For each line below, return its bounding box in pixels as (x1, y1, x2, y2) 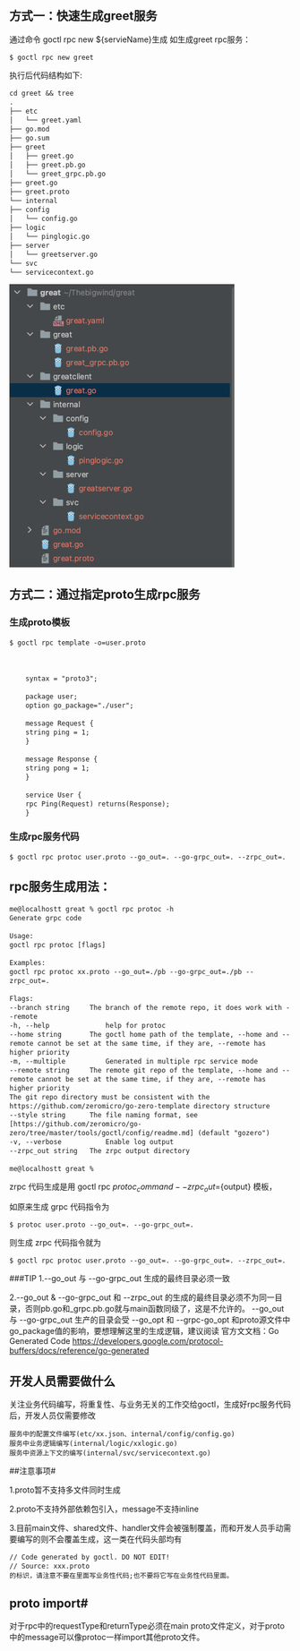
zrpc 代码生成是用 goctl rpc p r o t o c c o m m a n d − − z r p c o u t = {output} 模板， (9, 1181, 278, 1193)
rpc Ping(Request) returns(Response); (25, 800, 170, 808)
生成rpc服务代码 (9, 831, 80, 843)
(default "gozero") (197, 1128, 270, 1137)
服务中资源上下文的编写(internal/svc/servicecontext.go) (9, 1449, 211, 1458)
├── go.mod (9, 124, 50, 133)
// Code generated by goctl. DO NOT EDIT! (9, 1553, 170, 1562)
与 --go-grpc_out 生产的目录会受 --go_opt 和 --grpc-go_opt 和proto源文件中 (9, 1314, 291, 1325)
